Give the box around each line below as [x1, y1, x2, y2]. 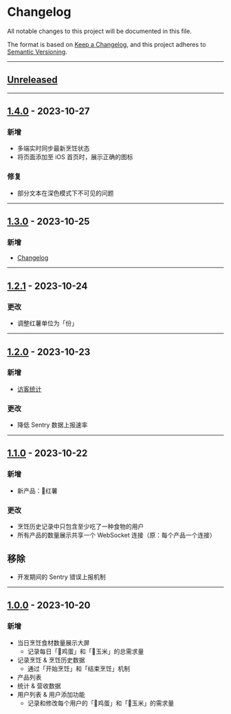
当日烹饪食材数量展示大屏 [16, 638, 90, 646]
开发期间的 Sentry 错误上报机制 [16, 573, 107, 581]
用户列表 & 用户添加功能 [16, 690, 85, 698]
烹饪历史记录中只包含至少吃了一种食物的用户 [16, 522, 144, 531]
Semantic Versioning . [7, 48, 67, 56]
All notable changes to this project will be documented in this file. [7, 27, 192, 35]
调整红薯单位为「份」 [16, 319, 78, 327]
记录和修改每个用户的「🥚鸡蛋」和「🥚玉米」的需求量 [27, 699, 174, 707]
